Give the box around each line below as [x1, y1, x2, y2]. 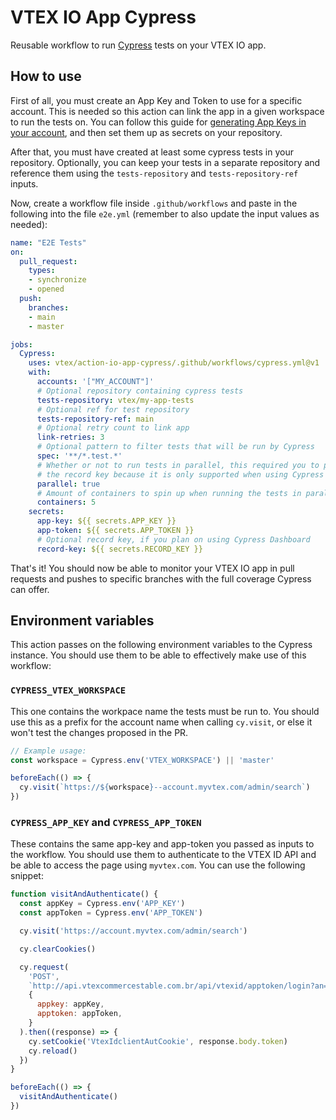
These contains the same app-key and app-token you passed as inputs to [10, 838, 315, 850]
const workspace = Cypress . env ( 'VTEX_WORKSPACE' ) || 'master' [10, 755, 275, 765]
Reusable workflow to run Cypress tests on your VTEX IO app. [10, 39, 267, 51]
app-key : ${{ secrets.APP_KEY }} [36, 516, 177, 526]
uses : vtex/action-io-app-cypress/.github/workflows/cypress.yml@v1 [28, 358, 320, 368]
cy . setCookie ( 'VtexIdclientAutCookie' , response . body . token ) [28, 1036, 288, 1046]
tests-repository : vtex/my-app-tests [36, 395, 195, 405]
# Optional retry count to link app [36, 423, 190, 433]
